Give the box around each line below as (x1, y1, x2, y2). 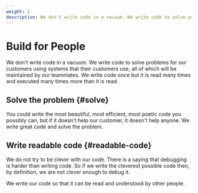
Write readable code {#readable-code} (6, 140, 152, 151)
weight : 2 (6, 8, 31, 15)
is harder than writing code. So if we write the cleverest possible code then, (6, 162, 190, 169)
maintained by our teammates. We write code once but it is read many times (6, 71, 191, 78)
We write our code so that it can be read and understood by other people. (6, 180, 185, 187)
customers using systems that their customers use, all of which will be (6, 66, 177, 73)
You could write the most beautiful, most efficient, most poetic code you (6, 110, 181, 118)
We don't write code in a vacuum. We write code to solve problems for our (6, 59, 187, 66)
